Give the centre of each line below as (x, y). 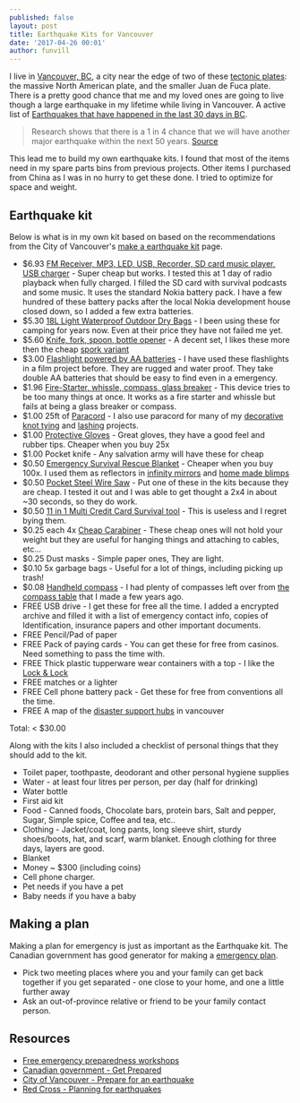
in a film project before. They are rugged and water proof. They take (148, 368)
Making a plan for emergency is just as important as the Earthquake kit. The (149, 945)
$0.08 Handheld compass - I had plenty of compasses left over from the (156, 586)
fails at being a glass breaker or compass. (99, 406)
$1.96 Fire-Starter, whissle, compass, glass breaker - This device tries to (156, 387)
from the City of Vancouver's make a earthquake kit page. (116, 246)
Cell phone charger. (59, 876)
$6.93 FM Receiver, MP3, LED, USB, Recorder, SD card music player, (149, 263)
